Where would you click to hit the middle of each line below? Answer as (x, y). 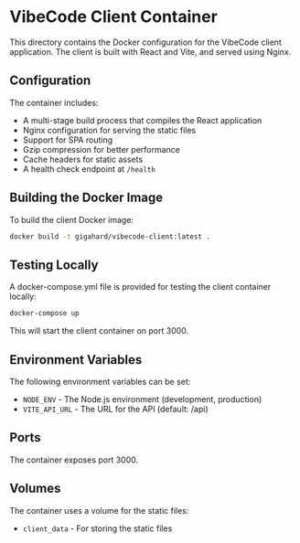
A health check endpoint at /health (89, 169)
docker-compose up (44, 314)
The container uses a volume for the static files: (99, 510)
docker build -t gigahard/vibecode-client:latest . (110, 236)
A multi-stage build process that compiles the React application (142, 120)
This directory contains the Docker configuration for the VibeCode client (145, 42)
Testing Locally (54, 265)
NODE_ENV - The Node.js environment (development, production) (142, 399)
